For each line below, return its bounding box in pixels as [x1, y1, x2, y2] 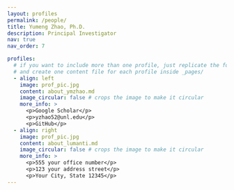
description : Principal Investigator [7, 29, 117, 37]
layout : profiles [7, 10, 58, 17]
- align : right [13, 126, 58, 133]
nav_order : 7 [7, 43, 45, 50]
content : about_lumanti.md [19, 140, 98, 147]
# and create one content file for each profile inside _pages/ [13, 68, 204, 75]
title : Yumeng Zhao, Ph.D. [7, 23, 86, 30]
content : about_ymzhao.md [19, 88, 95, 95]
